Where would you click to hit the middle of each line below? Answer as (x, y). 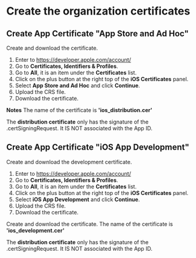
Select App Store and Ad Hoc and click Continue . (78, 85)
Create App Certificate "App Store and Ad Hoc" (98, 34)
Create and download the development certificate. (69, 162)
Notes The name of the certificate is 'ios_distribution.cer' (79, 110)
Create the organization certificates (98, 11)
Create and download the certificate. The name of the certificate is (90, 224)
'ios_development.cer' (35, 230)
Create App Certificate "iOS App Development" (98, 147)
